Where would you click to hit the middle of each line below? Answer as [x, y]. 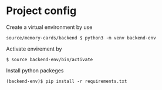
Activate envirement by [34, 49]
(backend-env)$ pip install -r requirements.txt [67, 81]
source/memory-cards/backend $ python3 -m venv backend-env [81, 38]
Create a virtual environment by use [49, 27]
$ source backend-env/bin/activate [50, 59]
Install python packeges [35, 70]
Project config [41, 11]
